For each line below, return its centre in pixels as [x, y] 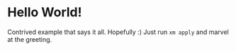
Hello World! [45, 12]
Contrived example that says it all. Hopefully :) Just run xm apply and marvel [118, 32]
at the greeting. [30, 39]
